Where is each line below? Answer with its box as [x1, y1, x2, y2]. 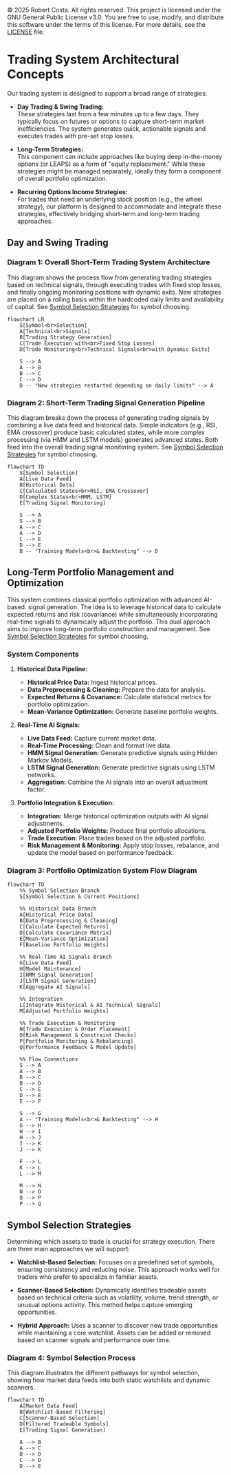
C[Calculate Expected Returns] [19, 924, 109, 931]
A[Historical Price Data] [19, 911, 94, 918]
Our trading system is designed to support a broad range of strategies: [7, 89, 208, 97]
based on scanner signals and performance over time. [16, 1336, 171, 1344]
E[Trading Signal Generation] [19, 1427, 107, 1434]
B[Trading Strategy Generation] [19, 334, 112, 341]
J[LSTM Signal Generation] [19, 977, 97, 985]
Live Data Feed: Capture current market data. [27, 734, 157, 743]
